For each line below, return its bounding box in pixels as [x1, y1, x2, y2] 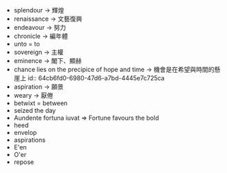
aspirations [13, 136, 46, 144]
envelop [13, 129, 37, 136]
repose [13, 158, 35, 166]
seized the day [13, 107, 56, 114]
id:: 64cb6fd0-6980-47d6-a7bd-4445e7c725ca [27, 74, 165, 82]
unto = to [13, 40, 40, 48]
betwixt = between [13, 99, 68, 107]
